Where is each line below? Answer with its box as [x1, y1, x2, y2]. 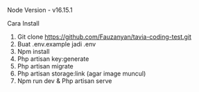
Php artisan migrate [17, 62, 74, 70]
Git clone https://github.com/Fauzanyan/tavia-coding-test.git [17, 33, 192, 41]
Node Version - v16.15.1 [7, 6, 73, 14]
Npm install [17, 48, 50, 55]
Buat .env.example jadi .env [17, 40, 96, 48]
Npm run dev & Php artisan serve [17, 77, 112, 85]
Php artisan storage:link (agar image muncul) [17, 69, 146, 77]
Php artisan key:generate [17, 55, 89, 63]
